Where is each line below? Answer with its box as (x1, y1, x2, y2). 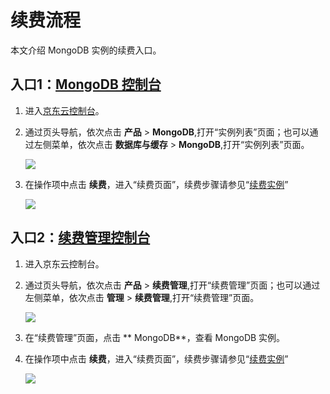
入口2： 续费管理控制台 (10, 229, 151, 246)
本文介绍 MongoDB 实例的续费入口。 (10, 44, 162, 56)
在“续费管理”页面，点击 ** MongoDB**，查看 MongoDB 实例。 (24, 331, 286, 343)
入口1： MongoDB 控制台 (10, 76, 162, 93)
